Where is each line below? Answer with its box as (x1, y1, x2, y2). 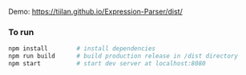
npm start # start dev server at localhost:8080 (8, 60, 206, 68)
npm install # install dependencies (8, 45, 156, 53)
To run (8, 26, 34, 37)
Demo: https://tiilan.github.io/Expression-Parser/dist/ (8, 7, 183, 16)
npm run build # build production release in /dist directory (8, 52, 239, 61)
